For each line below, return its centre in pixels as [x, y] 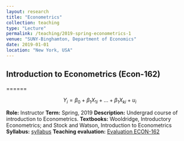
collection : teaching [33, 23]
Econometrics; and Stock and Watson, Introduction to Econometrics [89, 126]
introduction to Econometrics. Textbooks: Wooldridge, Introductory [88, 119]
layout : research [28, 12]
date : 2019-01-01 [28, 45]
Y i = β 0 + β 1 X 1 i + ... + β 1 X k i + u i [100, 100]
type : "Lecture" [26, 28]
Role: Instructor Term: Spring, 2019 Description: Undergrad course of [92, 113]
